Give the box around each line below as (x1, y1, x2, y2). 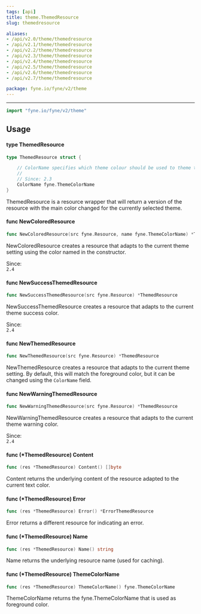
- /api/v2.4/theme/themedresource (6, 58, 93, 65)
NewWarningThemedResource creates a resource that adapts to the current (6, 415, 193, 422)
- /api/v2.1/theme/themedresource (6, 42, 93, 48)
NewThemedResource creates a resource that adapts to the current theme (6, 364, 190, 371)
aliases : (6, 30, 28, 36)
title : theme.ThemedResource (6, 14, 79, 20)
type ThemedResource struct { (6, 154, 82, 160)
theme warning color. (6, 420, 59, 428)
